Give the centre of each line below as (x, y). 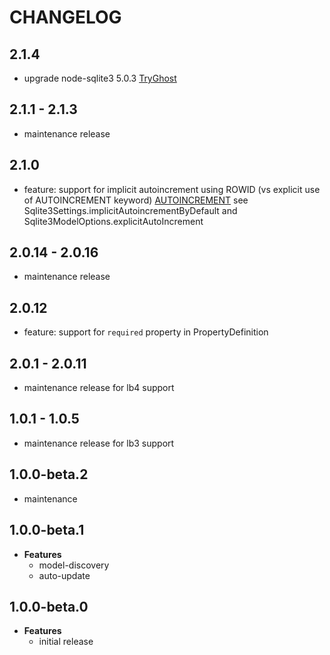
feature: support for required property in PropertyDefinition (146, 332)
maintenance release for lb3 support (99, 443)
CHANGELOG (65, 17)
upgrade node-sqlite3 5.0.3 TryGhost (100, 78)
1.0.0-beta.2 (49, 474)
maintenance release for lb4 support (99, 388)
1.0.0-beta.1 (47, 530)
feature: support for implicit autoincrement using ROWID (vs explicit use (172, 189)
